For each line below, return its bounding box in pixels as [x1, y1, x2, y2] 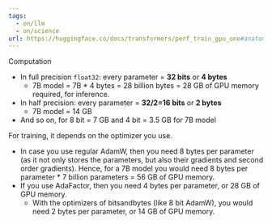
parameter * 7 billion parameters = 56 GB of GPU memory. [19, 172, 215, 182]
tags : [8, 11, 27, 20]
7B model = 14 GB [32, 107, 92, 116]
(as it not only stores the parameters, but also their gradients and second [19, 155, 264, 165]
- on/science [15, 27, 60, 35]
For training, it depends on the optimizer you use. [8, 131, 172, 141]
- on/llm [15, 19, 45, 27]
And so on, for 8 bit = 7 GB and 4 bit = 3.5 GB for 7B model [19, 115, 217, 125]
